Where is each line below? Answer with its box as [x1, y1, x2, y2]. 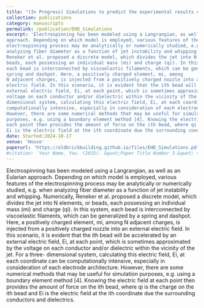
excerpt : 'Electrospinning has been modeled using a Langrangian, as [6, 32, 186, 38]
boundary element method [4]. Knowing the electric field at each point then [6, 276, 195, 284]
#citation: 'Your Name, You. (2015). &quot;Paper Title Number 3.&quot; [6, 150, 194, 156]
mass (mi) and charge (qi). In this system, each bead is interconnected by [6, 205, 191, 213]
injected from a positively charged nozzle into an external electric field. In [6, 225, 190, 232]
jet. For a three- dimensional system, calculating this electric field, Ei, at [6, 250, 185, 258]
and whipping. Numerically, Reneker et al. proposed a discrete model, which [6, 193, 197, 200]
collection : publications [6, 15, 72, 21]
